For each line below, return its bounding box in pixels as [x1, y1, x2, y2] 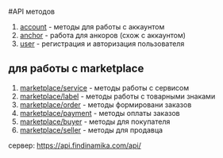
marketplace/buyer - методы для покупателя [19, 117, 171, 126]
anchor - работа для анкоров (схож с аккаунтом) [19, 31, 186, 40]
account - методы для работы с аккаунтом [19, 22, 165, 31]
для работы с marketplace [8, 62, 144, 75]
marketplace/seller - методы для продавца [19, 125, 163, 134]
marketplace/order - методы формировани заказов [19, 99, 192, 110]
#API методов [8, 7, 56, 16]
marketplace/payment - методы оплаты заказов [19, 108, 180, 118]
